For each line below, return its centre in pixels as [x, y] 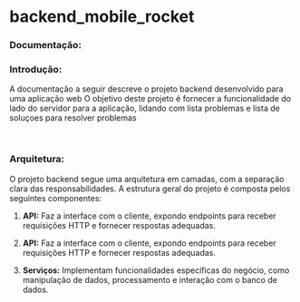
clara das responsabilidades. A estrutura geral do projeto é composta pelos [150, 189]
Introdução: [36, 70]
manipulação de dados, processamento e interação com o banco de [150, 279]
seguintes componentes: [56, 198]
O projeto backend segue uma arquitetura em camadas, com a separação [147, 179]
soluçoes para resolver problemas [73, 118]
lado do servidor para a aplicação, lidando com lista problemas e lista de [145, 108]
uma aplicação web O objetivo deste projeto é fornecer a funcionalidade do [150, 99]
